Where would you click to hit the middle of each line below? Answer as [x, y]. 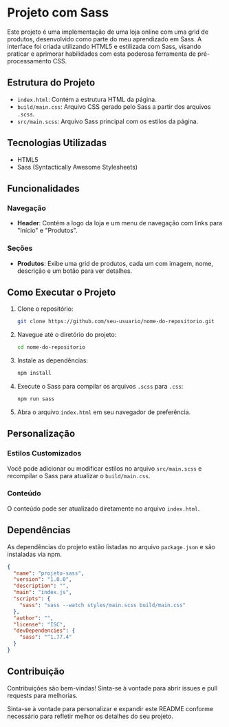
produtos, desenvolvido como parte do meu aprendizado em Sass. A [105, 39]
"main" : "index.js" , [43, 593]
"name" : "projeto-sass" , [49, 573]
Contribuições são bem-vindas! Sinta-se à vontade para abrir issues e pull [112, 688]
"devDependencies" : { [44, 631]
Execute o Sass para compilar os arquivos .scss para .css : [100, 386]
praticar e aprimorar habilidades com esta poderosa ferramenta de [101, 54]
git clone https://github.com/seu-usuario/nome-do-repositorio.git [116, 322]
